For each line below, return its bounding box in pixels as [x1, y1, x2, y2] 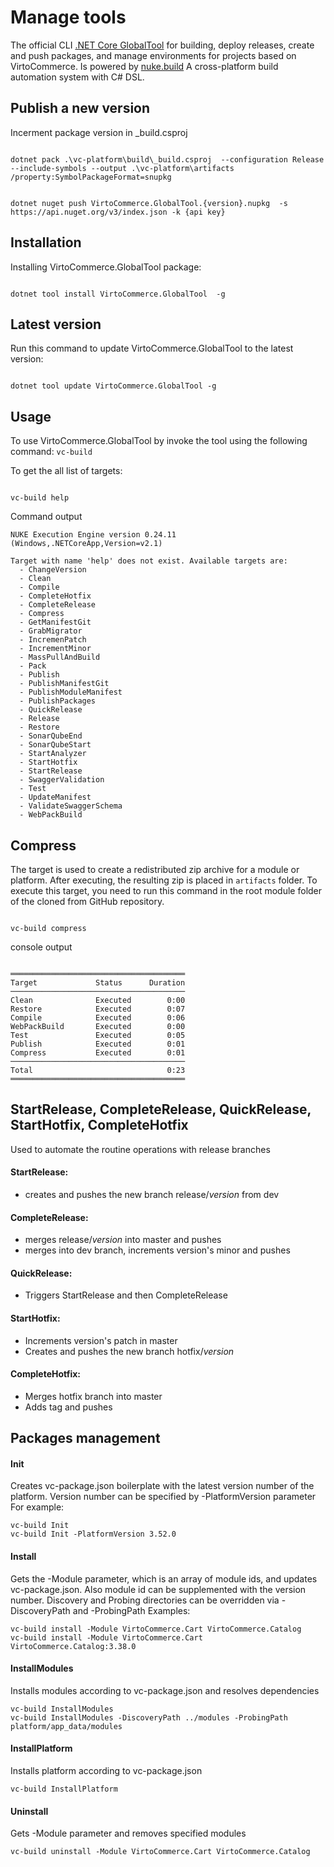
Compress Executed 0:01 [10, 1048, 186, 1058]
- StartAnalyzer [19, 749, 87, 759]
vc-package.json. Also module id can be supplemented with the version [10, 1583, 307, 1595]
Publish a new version [10, 100, 151, 117]
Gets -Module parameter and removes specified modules [10, 1827, 247, 1840]
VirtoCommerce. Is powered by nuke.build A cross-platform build [10, 60, 279, 72]
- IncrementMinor [19, 644, 92, 654]
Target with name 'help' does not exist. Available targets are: [10, 556, 288, 566]
